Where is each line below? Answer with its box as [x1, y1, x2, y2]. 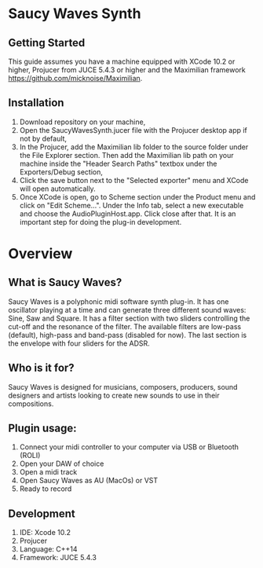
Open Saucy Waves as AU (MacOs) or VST [19, 476, 159, 486]
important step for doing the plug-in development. [19, 217, 182, 226]
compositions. [8, 398, 54, 409]
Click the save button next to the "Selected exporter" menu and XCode [19, 175, 249, 185]
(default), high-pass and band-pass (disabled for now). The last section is [8, 330, 247, 339]
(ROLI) [19, 451, 41, 460]
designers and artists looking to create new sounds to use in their [8, 390, 220, 400]
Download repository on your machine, [19, 117, 146, 126]
